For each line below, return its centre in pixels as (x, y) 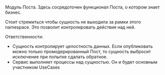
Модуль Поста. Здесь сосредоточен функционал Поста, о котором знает (82, 7)
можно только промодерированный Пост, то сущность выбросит (82, 52)
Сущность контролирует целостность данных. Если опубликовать (82, 46)
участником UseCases (36, 67)
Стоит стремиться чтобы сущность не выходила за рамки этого (73, 22)
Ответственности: (24, 37)
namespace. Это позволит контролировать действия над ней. (70, 27)
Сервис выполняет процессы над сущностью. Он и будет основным (85, 62)
